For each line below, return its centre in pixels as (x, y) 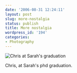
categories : (17, 37)
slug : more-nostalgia (27, 19)
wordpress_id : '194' (26, 33)
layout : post (19, 14)
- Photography (20, 42)
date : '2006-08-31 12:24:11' (35, 10)
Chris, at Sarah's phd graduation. (39, 65)
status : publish (22, 23)
